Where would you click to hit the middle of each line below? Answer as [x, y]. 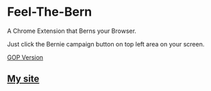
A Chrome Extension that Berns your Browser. [72, 31]
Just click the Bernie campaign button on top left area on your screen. [106, 44]
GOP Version [25, 57]
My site [23, 79]
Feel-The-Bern [50, 12]
